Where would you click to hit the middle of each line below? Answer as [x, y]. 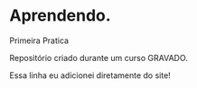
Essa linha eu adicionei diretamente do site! [90, 75]
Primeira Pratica [39, 40]
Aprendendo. [60, 16]
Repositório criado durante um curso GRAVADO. [98, 57]
